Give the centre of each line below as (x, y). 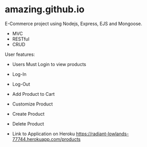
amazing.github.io (45, 9)
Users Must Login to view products (49, 64)
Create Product (28, 114)
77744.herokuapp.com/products (46, 139)
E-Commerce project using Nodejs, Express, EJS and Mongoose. (73, 24)
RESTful (21, 39)
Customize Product (33, 104)
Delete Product (28, 123)
